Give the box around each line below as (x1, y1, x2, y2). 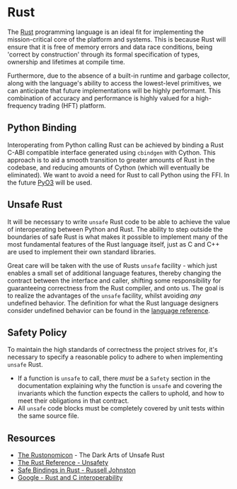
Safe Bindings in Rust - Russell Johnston (17, 466, 137, 474)
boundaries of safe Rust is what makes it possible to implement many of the (7, 232, 229, 241)
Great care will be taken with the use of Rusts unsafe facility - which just (7, 261, 218, 269)
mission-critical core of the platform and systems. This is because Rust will (7, 35, 226, 43)
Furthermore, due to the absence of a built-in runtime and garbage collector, (7, 71, 231, 80)
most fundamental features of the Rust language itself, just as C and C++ (7, 240, 220, 248)
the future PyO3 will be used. (7, 178, 93, 187)
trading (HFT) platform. (38, 101, 106, 110)
